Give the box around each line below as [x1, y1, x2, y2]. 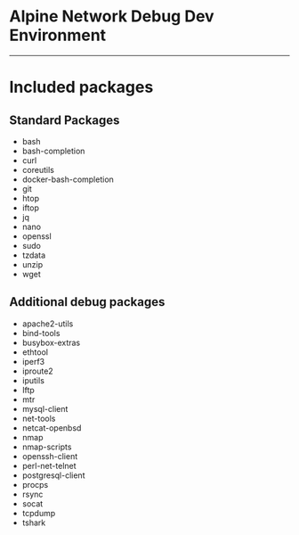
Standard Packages [9, 112, 120, 128]
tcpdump [21, 507, 56, 518]
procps [21, 479, 49, 490]
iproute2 [21, 366, 53, 376]
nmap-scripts [21, 441, 72, 452]
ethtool [21, 346, 49, 358]
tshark [21, 517, 46, 528]
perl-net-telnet [21, 460, 77, 471]
